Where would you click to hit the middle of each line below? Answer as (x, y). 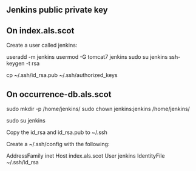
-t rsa (33, 64)
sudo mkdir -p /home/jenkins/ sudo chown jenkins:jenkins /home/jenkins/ (98, 109)
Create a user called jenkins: (42, 45)
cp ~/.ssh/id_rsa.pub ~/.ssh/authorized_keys (62, 75)
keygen (15, 64)
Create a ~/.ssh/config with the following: (58, 144)
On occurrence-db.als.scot (59, 94)
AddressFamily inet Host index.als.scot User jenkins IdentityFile (86, 156)
